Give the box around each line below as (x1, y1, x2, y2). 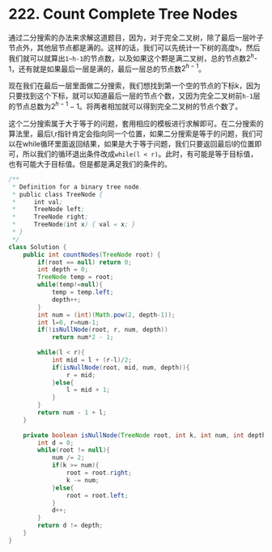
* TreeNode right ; (11, 213, 89, 221)
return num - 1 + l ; (37, 409, 107, 417)
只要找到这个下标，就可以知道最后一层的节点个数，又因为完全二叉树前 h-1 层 (8, 91, 261, 101)
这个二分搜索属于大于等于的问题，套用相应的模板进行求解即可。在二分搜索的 (8, 118, 264, 128)
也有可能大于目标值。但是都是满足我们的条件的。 (8, 159, 172, 168)
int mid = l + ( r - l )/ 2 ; (51, 355, 132, 364)
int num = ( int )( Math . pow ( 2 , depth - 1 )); (37, 311, 176, 319)
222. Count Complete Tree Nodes (8, 5, 238, 23)
